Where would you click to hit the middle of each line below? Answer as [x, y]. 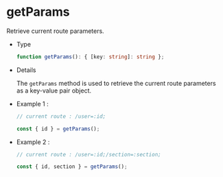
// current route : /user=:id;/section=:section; [89, 154]
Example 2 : [33, 142]
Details [26, 70]
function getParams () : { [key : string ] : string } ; [90, 57]
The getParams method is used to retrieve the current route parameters [116, 83]
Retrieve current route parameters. [55, 31]
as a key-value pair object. [54, 91]
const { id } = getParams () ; [58, 129]
